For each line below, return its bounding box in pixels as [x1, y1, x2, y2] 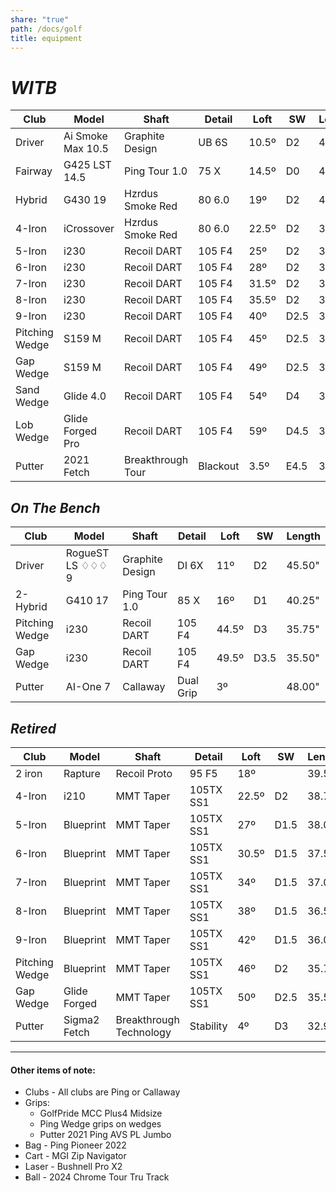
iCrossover [63, 222, 115, 236]
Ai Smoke [63, 129, 108, 143]
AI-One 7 [65, 680, 112, 694]
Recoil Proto [115, 766, 173, 780]
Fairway [15, 164, 53, 178]
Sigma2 [63, 1012, 100, 1026]
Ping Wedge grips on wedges [39, 1118, 162, 1130]
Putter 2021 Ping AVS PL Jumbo [39, 1129, 172, 1141]
